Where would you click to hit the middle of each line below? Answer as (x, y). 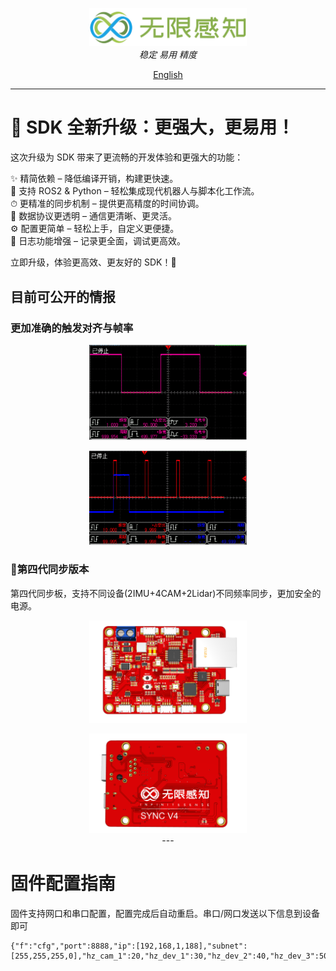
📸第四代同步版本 (50, 570)
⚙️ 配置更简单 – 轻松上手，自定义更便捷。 (95, 229)
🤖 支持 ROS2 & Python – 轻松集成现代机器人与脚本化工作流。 (135, 191)
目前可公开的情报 (63, 296)
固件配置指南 (63, 883)
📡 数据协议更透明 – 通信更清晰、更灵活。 (93, 216)
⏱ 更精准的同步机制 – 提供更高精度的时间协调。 (107, 204)
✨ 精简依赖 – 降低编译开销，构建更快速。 (94, 179)
